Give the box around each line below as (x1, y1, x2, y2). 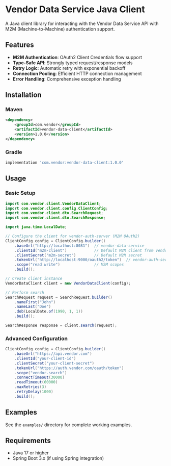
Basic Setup (5, 190, 36, 197)
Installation (5, 91, 42, 99)
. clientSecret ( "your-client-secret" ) (14, 360, 95, 366)
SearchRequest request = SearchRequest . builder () (5, 295, 113, 300)
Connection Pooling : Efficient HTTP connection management (12, 70, 142, 76)
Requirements (5, 436, 51, 445)
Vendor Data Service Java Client (5, 4, 145, 15)
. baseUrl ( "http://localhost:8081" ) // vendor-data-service (14, 243, 145, 248)
